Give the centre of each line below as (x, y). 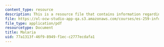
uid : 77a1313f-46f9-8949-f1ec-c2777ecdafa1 (50, 37)
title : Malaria (20, 32)
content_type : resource (29, 10)
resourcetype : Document (29, 28)
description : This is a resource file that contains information (73, 14)
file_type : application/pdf (34, 23)
